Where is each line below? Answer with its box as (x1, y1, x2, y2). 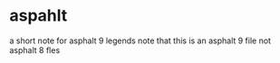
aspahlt (9, 5, 68, 26)
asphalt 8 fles (9, 44, 61, 55)
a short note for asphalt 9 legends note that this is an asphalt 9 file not (9, 35, 272, 46)
